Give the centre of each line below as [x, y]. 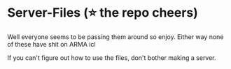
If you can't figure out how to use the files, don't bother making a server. [112, 58]
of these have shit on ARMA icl [51, 44]
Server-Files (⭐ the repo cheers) [103, 13]
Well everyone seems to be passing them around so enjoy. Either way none [115, 37]
